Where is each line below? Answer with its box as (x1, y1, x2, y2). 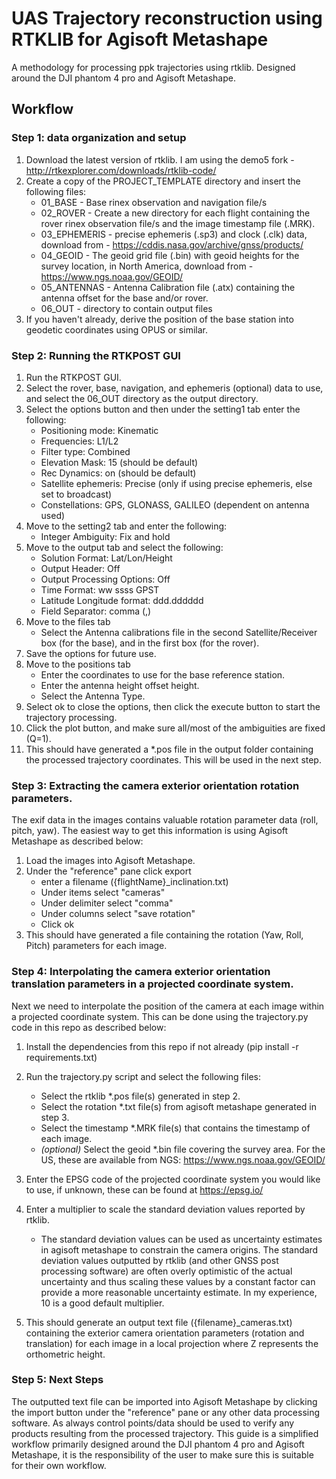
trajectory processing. (25, 711, 118, 723)
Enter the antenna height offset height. (40, 679, 200, 691)
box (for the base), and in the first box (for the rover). (40, 637, 260, 649)
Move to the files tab (25, 615, 111, 627)
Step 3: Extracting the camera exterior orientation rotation (11, 778, 300, 792)
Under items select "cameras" (40, 887, 166, 899)
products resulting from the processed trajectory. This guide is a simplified (11, 1427, 319, 1439)
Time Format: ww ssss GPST (40, 583, 160, 596)
